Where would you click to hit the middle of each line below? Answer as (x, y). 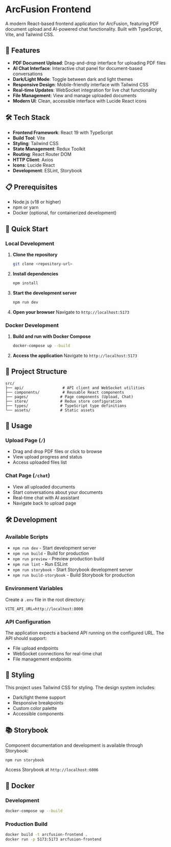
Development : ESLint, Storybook (47, 170)
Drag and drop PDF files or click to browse (57, 451)
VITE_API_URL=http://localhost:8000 (44, 609)
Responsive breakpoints (38, 703)
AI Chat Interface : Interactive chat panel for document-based (78, 68)
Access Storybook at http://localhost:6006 (52, 770)
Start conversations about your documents (58, 492)
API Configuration (28, 622)
